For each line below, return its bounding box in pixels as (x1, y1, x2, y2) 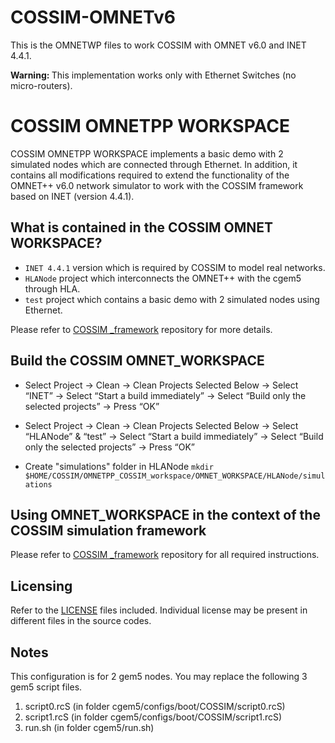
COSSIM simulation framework (10, 522, 207, 539)
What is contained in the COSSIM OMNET (10, 219, 274, 236)
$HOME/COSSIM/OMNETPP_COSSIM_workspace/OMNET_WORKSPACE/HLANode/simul (24, 471, 326, 481)
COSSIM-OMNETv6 (10, 6, 176, 29)
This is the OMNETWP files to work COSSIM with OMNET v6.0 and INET (10, 39, 307, 51)
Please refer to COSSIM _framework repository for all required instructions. (10, 549, 320, 561)
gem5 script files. (10, 681, 83, 693)
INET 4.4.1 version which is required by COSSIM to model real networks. (24, 261, 326, 273)
